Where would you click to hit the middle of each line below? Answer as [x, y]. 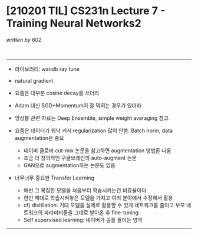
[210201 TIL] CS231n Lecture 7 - [86, 11]
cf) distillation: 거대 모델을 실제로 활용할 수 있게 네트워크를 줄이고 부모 [104, 205]
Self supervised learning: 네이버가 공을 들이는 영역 [83, 220]
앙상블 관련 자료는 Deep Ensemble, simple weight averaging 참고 [92, 118]
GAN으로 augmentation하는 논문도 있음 [70, 165]
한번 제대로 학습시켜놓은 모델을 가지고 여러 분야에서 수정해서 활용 [98, 198]
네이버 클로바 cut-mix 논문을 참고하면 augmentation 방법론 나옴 [97, 150]
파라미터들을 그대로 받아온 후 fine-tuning [91, 212]
